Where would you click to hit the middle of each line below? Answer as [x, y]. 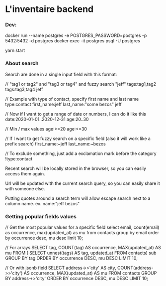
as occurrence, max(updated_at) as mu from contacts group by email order [82, 233]
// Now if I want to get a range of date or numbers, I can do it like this [76, 114]
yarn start [15, 50]
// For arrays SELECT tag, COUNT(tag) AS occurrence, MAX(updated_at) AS [83, 248]
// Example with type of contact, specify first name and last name [72, 99]
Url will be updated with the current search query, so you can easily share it [83, 183]
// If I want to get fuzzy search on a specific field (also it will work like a [78, 139]
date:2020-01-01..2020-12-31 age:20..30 [47, 119]
